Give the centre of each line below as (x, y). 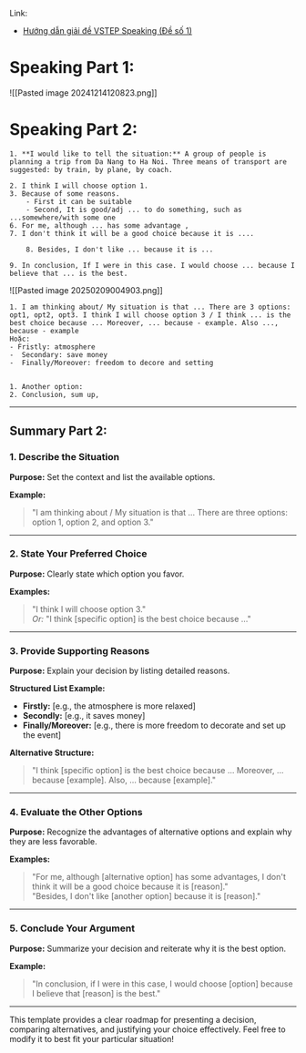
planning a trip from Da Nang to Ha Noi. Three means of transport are (148, 162)
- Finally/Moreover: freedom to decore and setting (112, 363)
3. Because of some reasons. (65, 194)
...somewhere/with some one (63, 218)
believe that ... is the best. (69, 273)
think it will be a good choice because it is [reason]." (130, 886)
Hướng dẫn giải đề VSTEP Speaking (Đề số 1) (107, 31)
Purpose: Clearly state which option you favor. (97, 574)
